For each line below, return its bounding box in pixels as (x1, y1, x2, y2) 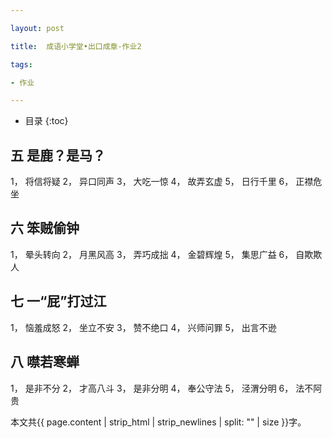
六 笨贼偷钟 (10, 220, 80, 237)
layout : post (10, 23, 65, 33)
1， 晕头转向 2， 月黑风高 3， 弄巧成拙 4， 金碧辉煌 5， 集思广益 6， (10, 248, 294, 260)
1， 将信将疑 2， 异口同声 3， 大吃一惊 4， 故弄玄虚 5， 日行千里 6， (10, 176, 294, 188)
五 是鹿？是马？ (10, 147, 106, 164)
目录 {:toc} (24, 115, 69, 127)
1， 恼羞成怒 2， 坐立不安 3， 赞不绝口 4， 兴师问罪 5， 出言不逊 (10, 321, 277, 333)
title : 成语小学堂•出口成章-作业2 (10, 41, 142, 51)
